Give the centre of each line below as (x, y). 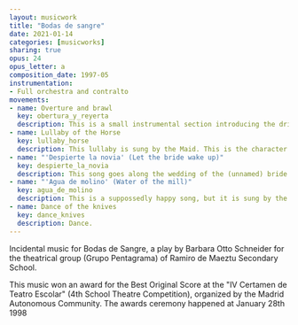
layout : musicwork (43, 17)
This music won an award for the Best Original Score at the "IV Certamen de (148, 284)
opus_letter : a (37, 67)
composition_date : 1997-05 (59, 75)
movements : (29, 100)
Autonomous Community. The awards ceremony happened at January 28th (147, 303)
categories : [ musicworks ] (57, 42)
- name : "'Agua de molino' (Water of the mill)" (101, 182)
